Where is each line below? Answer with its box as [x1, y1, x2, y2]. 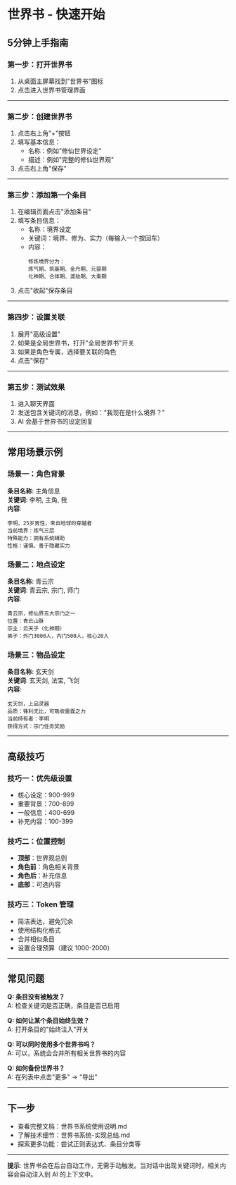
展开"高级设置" [17, 329, 61, 338]
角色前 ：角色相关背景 [17, 863, 79, 871]
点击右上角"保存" [17, 164, 67, 173]
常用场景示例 [7, 446, 63, 458]
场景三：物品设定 [7, 650, 65, 660]
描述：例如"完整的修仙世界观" [27, 156, 114, 164]
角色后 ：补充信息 [17, 871, 67, 880]
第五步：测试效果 [7, 382, 65, 392]
